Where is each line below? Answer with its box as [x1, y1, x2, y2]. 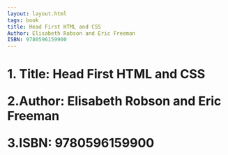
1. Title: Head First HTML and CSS [7, 66, 206, 82]
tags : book [7, 17, 39, 24]
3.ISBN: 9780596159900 [7, 135, 155, 151]
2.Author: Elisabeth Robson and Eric [7, 94, 222, 109]
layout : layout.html [7, 10, 68, 17]
